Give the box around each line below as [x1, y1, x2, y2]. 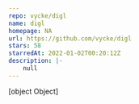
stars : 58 [8, 42, 42, 50]
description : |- [8, 57, 63, 65]
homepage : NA [8, 27, 53, 35]
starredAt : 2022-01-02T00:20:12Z [8, 49, 121, 57]
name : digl [8, 19, 45, 27]
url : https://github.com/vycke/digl [8, 34, 132, 43]
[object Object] [8, 86, 59, 96]
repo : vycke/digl [8, 11, 67, 20]
